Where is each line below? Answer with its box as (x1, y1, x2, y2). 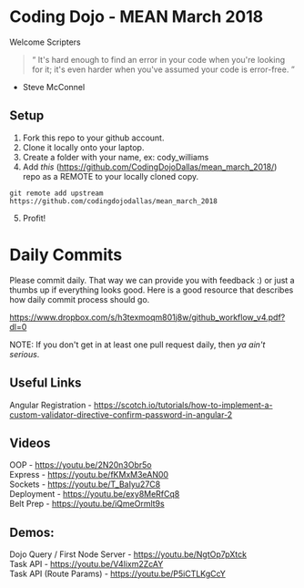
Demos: (9, 524, 55, 540)
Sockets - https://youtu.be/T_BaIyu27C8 (9, 479, 161, 490)
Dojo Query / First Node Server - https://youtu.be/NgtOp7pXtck (9, 549, 248, 560)
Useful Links (9, 376, 82, 391)
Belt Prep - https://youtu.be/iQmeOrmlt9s (9, 499, 166, 510)
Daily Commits (9, 244, 123, 265)
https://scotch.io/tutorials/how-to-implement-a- (94, 399, 273, 410)
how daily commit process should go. (9, 294, 150, 304)
